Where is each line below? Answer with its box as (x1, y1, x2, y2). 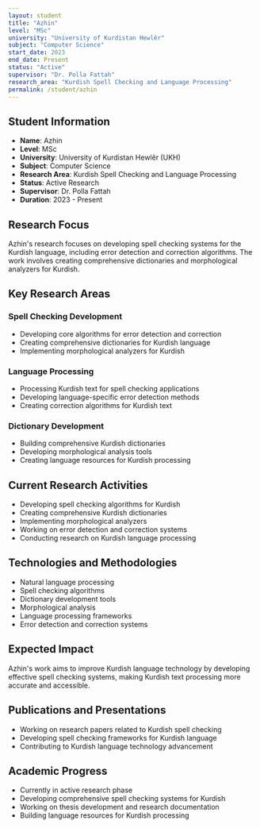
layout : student (8, 11, 62, 20)
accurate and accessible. (8, 680, 90, 690)
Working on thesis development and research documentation (19, 803, 220, 812)
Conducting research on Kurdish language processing (19, 533, 197, 543)
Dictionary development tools (19, 594, 117, 603)
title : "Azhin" (8, 19, 59, 27)
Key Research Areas (8, 287, 111, 301)
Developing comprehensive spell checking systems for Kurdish (19, 794, 226, 803)
